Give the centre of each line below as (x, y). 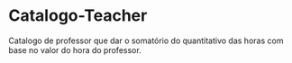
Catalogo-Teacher (78, 16)
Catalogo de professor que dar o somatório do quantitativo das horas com (146, 40)
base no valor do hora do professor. (75, 49)
